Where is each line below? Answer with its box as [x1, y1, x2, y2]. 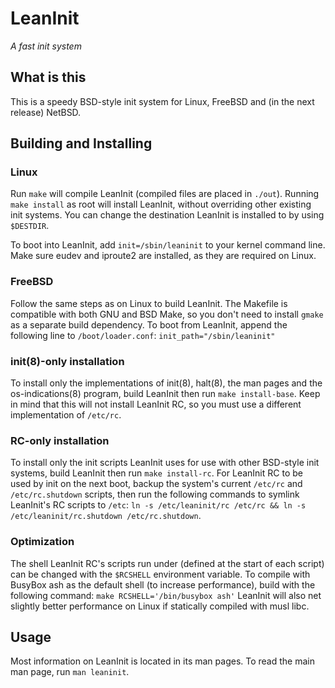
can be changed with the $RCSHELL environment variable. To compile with [10, 568, 311, 580]
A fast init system [10, 40, 82, 52]
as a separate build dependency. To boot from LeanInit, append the [10, 318, 288, 331]
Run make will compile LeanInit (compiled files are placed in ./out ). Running [10, 188, 320, 200]
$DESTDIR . [10, 220, 50, 232]
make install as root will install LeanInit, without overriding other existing [10, 198, 312, 211]
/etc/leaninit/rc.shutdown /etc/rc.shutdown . [10, 510, 202, 522]
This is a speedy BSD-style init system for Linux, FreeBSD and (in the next [10, 95, 315, 107]
